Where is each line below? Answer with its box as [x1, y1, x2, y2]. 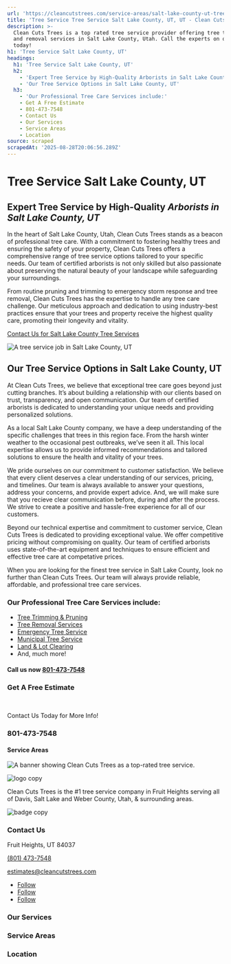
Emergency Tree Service [16, 628, 87, 636]
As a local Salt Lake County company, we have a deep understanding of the [7, 423, 222, 431]
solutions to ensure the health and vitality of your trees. [7, 453, 164, 461]
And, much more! [16, 650, 67, 658]
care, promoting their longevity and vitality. [7, 317, 129, 324]
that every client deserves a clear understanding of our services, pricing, [7, 473, 214, 482]
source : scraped [7, 138, 54, 145]
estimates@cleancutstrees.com [7, 867, 97, 876]
